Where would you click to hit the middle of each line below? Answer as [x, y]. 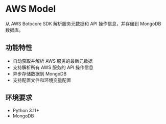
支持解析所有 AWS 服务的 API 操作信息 [53, 67]
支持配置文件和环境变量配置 [42, 80]
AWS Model [31, 9]
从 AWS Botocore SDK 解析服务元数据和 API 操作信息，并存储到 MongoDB [83, 23]
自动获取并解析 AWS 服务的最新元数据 [53, 61]
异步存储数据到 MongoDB [40, 73]
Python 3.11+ [26, 110]
